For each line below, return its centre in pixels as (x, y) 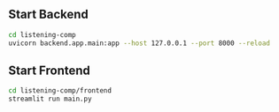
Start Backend (49, 15)
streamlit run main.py (50, 99)
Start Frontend (49, 70)
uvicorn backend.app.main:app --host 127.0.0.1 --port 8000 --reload (139, 43)
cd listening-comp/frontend (60, 91)
